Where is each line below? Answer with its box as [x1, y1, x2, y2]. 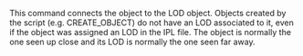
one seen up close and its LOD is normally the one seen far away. [9, 36, 256, 47]
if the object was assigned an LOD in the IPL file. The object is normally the [9, 27, 292, 37]
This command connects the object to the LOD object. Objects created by [9, 8, 287, 18]
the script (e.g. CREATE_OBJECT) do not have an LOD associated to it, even [9, 17, 295, 28]
